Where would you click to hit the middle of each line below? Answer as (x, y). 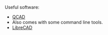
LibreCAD (22, 27)
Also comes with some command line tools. (58, 22)
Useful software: (22, 7)
